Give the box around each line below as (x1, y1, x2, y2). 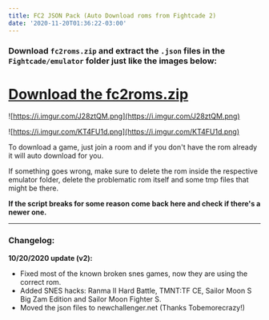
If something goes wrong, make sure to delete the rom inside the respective (8, 166, 259, 176)
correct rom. (19, 277, 62, 286)
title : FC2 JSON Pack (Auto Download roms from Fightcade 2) (8, 11, 217, 20)
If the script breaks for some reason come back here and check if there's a (8, 199, 261, 209)
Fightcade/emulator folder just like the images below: (8, 55, 218, 66)
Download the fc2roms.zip (8, 85, 189, 103)
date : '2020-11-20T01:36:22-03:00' (8, 19, 127, 27)
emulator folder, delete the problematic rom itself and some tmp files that (8, 175, 250, 185)
